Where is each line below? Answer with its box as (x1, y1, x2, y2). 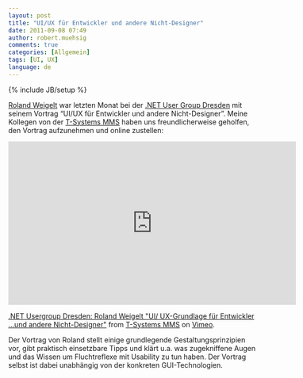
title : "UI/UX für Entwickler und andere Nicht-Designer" (8, 19, 204, 27)
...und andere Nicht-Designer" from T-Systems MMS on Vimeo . (8, 319, 216, 329)
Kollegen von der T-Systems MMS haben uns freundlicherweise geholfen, (8, 116, 250, 127)
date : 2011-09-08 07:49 (8, 26, 87, 34)
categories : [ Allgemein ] (8, 48, 90, 56)
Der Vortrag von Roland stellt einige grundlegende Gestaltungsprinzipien (8, 334, 246, 345)
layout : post (8, 11, 52, 20)
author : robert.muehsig (8, 33, 87, 42)
